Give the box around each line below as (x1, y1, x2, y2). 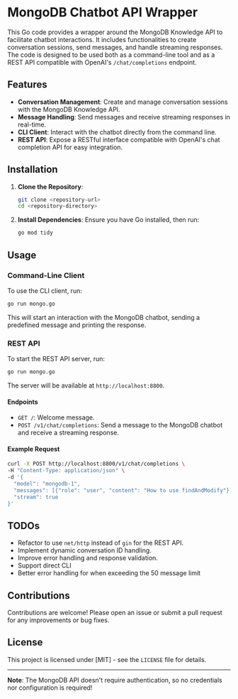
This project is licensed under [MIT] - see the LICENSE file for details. (7, 655, 207, 663)
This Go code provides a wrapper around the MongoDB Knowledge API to (7, 28, 223, 36)
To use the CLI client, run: (7, 286, 83, 295)
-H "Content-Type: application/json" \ (7, 467, 125, 474)
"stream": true (13, 493, 59, 501)
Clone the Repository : (17, 182, 84, 191)
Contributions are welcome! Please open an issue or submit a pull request (7, 609, 223, 617)
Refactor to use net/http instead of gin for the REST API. (17, 538, 184, 548)
